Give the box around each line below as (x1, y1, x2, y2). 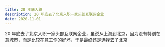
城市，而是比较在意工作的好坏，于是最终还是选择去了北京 (9, 37, 128, 43)
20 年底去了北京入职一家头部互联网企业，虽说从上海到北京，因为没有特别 (5, 31, 156, 37)
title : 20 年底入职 (5, 7, 43, 12)
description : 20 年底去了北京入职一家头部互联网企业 (5, 12, 104, 17)
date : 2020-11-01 (5, 16, 41, 21)
